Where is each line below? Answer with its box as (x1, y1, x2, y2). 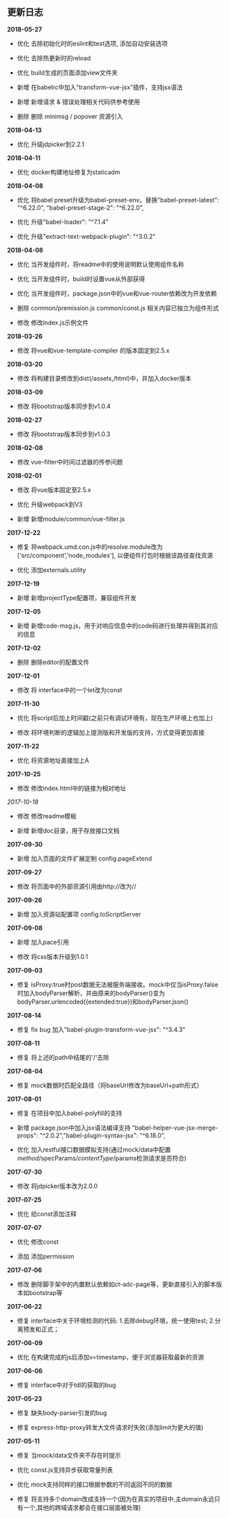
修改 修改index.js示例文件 (16, 318, 89, 327)
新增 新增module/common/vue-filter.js (16, 514, 125, 523)
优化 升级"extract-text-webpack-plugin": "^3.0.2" (16, 232, 156, 240)
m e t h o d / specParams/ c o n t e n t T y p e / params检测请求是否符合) (16, 1154, 187, 1162)
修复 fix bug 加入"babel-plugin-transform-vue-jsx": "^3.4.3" (16, 1025, 186, 1034)
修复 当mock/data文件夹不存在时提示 (16, 1451, 122, 1459)
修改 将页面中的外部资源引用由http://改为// (16, 882, 137, 890)
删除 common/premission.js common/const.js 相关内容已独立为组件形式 (16, 304, 219, 312)
